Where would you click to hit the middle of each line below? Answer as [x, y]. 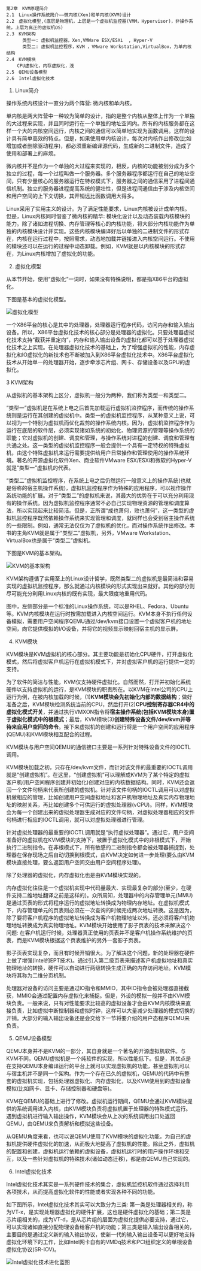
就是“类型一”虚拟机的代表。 [40, 468]
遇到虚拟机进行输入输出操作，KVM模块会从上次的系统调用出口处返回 [91, 1116]
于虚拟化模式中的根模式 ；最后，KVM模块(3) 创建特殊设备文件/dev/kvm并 [96, 719]
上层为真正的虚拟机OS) [39, 28]
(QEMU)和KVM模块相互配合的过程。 [51, 734]
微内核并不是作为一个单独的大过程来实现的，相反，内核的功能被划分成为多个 [100, 166]
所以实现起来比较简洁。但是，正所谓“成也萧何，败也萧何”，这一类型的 [103, 510]
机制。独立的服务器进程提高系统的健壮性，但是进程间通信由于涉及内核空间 [103, 188]
